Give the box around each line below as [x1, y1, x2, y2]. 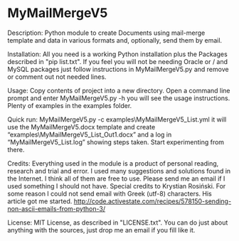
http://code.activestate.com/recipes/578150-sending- [73, 197, 232, 205]
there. [7, 145, 25, 154]
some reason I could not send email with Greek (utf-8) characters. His [7, 189, 212, 198]
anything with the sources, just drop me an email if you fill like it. [7, 225, 196, 234]
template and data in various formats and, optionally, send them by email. [7, 36, 223, 44]
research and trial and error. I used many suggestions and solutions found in [7, 166, 231, 175]
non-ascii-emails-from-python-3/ [7, 204, 105, 213]
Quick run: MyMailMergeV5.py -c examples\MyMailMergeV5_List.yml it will [7, 115, 227, 124]
